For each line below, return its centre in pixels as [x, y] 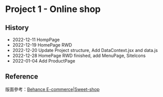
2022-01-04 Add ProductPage [44, 61]
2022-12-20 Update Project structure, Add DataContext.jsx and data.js [85, 50]
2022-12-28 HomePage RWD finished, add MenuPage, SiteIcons [79, 55]
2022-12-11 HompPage [36, 39]
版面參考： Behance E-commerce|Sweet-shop [52, 89]
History [17, 28]
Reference [22, 77]
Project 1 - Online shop [53, 9]
